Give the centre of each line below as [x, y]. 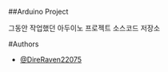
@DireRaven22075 [51, 60]
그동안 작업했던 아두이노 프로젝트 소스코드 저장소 [84, 28]
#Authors [24, 44]
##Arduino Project [38, 12]
